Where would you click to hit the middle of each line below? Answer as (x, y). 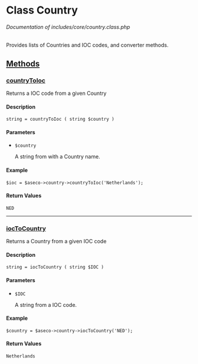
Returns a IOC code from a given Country (57, 93)
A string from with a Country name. (57, 157)
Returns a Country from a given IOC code (57, 241)
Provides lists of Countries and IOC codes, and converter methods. (88, 45)
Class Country (42, 10)
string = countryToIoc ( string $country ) (60, 119)
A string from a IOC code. (46, 305)
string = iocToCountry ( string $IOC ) (55, 267)
